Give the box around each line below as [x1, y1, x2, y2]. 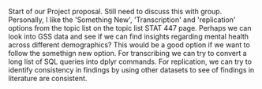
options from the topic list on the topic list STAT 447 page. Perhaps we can [8, 24, 252, 32]
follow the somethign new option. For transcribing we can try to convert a [8, 49, 247, 57]
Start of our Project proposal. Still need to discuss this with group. [8, 7, 223, 16]
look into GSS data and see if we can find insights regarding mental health [8, 32, 249, 41]
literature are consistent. [8, 74, 88, 83]
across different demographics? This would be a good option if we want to [8, 40, 250, 50]
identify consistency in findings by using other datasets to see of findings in [8, 65, 255, 74]
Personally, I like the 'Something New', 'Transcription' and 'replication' [8, 15, 236, 24]
